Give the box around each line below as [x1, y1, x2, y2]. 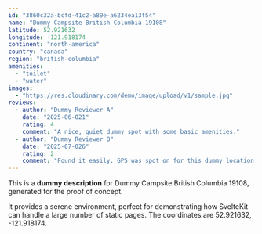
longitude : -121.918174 [8, 33, 86, 41]
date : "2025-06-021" [22, 113, 89, 121]
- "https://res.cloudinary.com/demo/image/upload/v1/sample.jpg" [15, 92, 234, 99]
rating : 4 [22, 121, 55, 128]
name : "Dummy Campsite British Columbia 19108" [8, 19, 167, 27]
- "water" [15, 77, 47, 85]
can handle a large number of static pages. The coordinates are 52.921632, [8, 211, 253, 220]
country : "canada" [8, 48, 68, 56]
